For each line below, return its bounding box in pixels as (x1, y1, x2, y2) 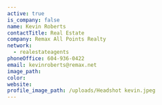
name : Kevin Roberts (7, 23, 67, 30)
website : (7, 81, 32, 88)
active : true (7, 10, 45, 17)
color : (7, 74, 26, 82)
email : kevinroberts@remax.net (7, 61, 97, 68)
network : (7, 42, 32, 49)
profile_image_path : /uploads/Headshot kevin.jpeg (7, 87, 156, 94)
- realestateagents (13, 49, 70, 56)
